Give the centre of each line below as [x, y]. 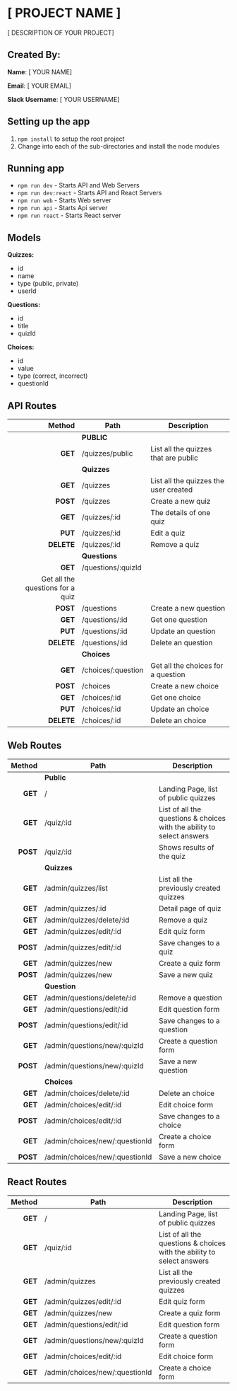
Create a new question [188, 608]
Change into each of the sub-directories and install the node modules [119, 146]
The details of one [181, 513]
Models [24, 237]
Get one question [179, 619]
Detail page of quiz [190, 908]
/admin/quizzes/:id [75, 908]
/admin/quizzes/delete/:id [87, 920]
